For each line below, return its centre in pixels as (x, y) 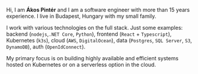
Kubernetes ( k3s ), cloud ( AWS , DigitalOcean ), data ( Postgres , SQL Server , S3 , (99, 40)
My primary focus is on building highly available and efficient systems (92, 58)
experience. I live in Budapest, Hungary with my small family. (81, 16)
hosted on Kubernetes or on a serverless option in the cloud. (81, 64)
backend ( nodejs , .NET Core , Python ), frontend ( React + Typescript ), (89, 34)
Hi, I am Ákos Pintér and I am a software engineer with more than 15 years (98, 10)
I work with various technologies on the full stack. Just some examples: (94, 28)
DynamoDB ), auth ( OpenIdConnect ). (46, 47)
